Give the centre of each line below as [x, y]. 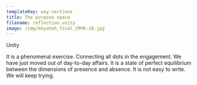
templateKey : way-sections [39, 12]
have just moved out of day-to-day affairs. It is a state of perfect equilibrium [99, 63]
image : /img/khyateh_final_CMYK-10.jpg [55, 28]
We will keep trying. [30, 75]
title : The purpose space [38, 17]
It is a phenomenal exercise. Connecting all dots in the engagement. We [94, 56]
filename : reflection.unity [41, 23]
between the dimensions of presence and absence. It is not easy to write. [96, 70]
